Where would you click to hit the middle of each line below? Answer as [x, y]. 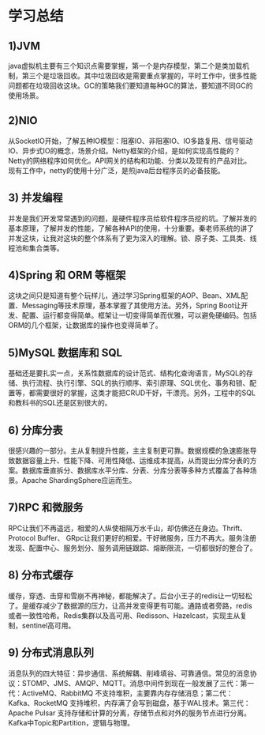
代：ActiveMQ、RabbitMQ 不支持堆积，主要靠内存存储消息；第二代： [121, 693]
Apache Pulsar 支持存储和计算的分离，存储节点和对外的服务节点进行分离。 [129, 713]
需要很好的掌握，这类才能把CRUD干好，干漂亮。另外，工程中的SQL [146, 393]
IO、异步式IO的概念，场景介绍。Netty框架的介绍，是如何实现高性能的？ [124, 150]
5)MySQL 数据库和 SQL [65, 352]
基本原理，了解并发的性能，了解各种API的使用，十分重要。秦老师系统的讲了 [131, 228]
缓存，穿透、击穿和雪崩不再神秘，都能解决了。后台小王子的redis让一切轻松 [130, 596]
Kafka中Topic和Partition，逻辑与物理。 [71, 722]
